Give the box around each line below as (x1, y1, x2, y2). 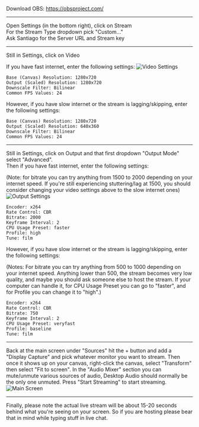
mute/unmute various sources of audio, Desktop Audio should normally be (6, 373, 188, 379)
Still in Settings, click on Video (6, 52, 80, 59)
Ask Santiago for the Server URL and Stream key (6, 35, 125, 41)
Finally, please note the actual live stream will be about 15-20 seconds (6, 402, 177, 409)
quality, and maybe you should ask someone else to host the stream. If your (6, 276, 191, 283)
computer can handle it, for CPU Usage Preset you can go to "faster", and (6, 282, 187, 289)
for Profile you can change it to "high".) (6, 288, 102, 296)
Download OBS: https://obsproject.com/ (6, 5, 104, 12)
